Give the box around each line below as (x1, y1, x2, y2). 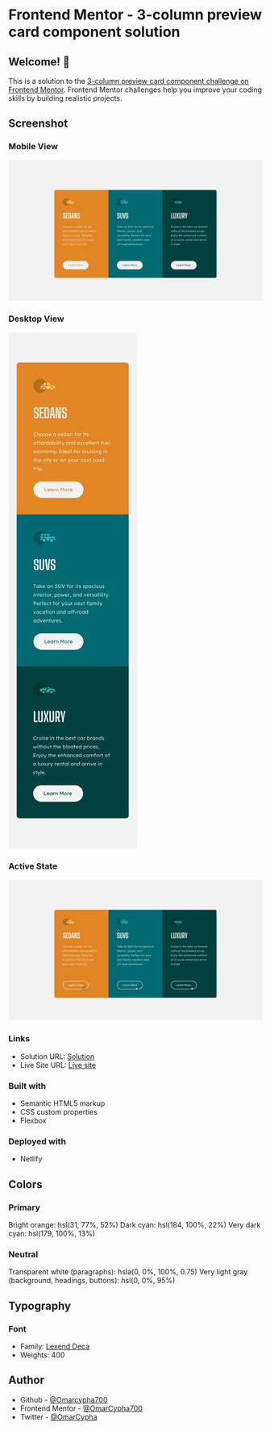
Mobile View (8, 141, 59, 152)
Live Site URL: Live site (19, 1060, 97, 1069)
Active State (8, 861, 58, 872)
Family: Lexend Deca (19, 1341, 90, 1351)
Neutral (8, 1249, 39, 1260)
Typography (8, 1299, 71, 1312)
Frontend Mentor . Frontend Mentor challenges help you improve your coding (8, 85, 263, 94)
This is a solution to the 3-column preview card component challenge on (8, 77, 250, 85)
